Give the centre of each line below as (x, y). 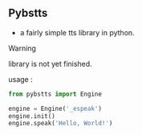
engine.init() (32, 116)
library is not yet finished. (50, 63)
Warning (22, 48)
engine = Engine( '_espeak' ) (55, 108)
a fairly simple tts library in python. (77, 32)
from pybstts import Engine (55, 94)
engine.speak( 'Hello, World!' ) (61, 124)
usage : (21, 79)
